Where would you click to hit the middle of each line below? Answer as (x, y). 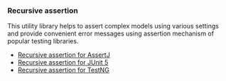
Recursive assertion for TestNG (64, 70)
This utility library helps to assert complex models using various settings (113, 26)
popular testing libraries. (43, 41)
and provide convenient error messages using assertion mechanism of (111, 33)
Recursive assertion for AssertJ (64, 55)
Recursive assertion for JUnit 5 (63, 63)
